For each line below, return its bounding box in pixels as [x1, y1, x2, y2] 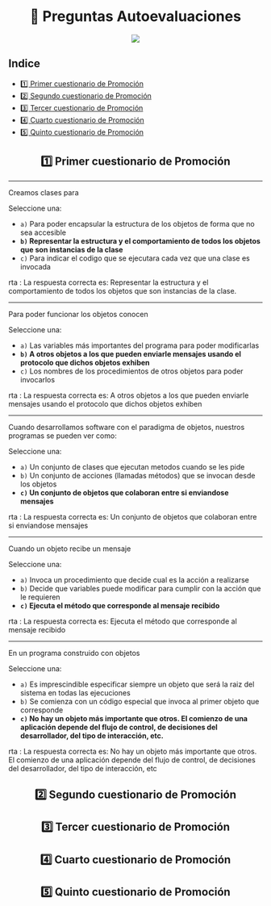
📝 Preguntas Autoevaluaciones [29, 7, 242, 26]
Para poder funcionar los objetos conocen [8, 309, 148, 319]
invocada [19, 261, 51, 271]
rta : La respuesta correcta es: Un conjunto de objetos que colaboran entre [8, 511, 257, 521]
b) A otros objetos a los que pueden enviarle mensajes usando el [19, 349, 242, 358]
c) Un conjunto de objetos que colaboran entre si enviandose [19, 487, 229, 497]
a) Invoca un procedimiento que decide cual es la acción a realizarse [19, 574, 250, 584]
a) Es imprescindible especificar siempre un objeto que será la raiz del [19, 679, 255, 689]
